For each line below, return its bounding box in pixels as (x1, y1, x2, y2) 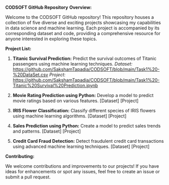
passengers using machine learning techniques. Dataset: (12, 61, 133, 67)
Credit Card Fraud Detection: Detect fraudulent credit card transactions (12, 138, 164, 144)
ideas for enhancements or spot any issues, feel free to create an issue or (5, 169, 160, 174)
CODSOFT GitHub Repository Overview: (5, 5, 92, 10)
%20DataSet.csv (12, 72, 48, 78)
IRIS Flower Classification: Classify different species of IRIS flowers (12, 108, 156, 113)
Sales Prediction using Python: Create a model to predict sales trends (12, 123, 161, 129)
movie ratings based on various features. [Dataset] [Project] (12, 98, 139, 104)
